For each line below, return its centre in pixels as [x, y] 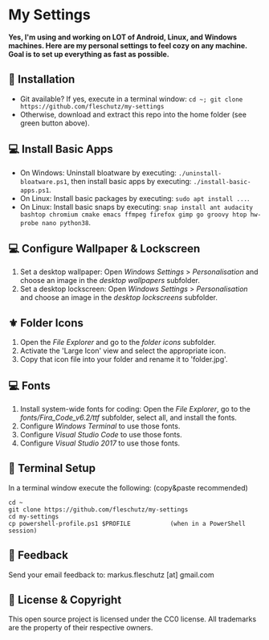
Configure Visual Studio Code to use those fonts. [101, 435]
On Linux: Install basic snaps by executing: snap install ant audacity [137, 207]
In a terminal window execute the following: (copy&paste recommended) [128, 487]
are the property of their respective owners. [81, 628]
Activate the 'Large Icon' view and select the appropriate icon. [123, 351]
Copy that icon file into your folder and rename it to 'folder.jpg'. [124, 359]
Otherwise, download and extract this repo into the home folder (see [133, 114]
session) [23, 531]
